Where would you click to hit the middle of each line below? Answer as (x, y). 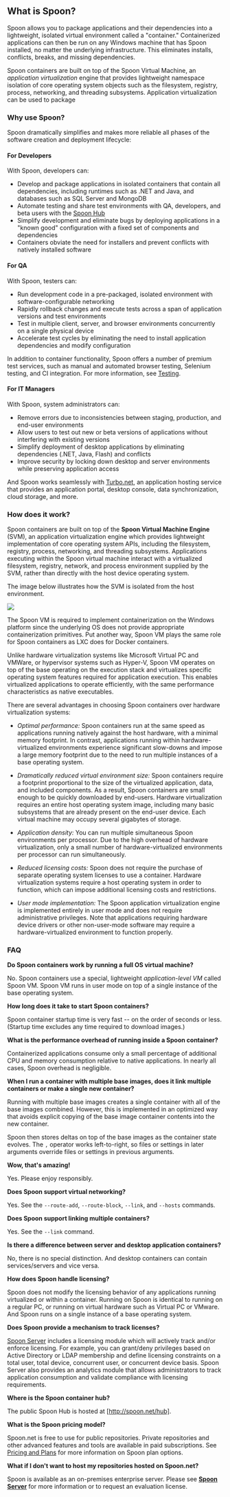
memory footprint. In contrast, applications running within (99, 740)
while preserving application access (68, 468)
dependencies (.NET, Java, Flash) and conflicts (84, 454)
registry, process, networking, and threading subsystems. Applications (107, 551)
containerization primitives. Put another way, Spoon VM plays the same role (114, 634)
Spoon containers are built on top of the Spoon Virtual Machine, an (102, 70)
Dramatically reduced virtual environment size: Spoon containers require (120, 775)
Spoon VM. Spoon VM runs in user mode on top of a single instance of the (112, 986)
